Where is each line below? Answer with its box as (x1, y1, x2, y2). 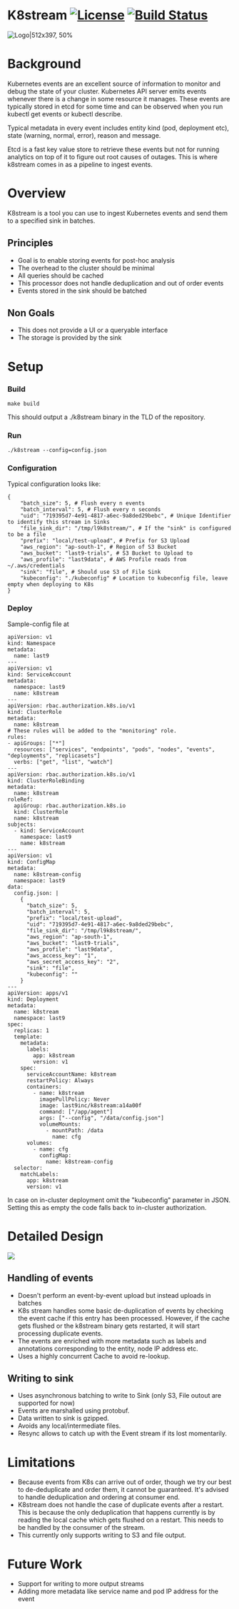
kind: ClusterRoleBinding (7, 777, 84, 785)
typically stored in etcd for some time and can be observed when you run (7, 102, 223, 111)
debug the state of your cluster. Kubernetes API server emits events (7, 86, 207, 96)
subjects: (7, 821, 37, 828)
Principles (7, 237, 54, 249)
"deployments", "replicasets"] (7, 752, 101, 760)
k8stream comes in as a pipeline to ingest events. (7, 160, 153, 168)
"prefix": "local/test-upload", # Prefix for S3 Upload (20, 537, 190, 544)
